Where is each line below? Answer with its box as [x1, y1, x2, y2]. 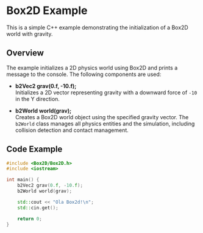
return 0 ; [17, 215, 43, 222]
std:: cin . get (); [17, 204, 59, 210]
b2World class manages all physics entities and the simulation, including [15, 120, 195, 127]
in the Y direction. [15, 95, 60, 102]
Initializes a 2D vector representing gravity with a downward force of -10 [15, 89, 198, 96]
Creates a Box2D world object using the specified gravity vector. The [15, 113, 189, 120]
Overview [6, 48, 45, 58]
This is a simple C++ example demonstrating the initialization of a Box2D [6, 24, 189, 31]
